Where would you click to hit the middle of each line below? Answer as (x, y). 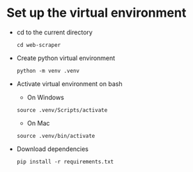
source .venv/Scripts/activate (62, 110)
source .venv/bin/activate (56, 136)
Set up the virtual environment (96, 13)
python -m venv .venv (48, 71)
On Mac (38, 123)
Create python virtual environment (66, 58)
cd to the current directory (55, 32)
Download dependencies (52, 149)
